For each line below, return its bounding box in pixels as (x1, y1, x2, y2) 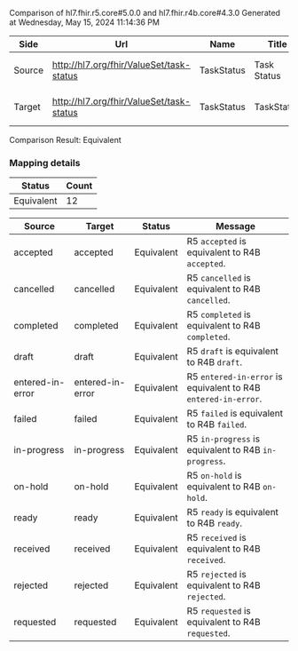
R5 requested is (186, 605, 251, 617)
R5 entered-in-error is (186, 370, 283, 383)
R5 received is (186, 532, 247, 544)
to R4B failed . (186, 418, 247, 431)
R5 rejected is (186, 568, 247, 581)
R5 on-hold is (186, 470, 242, 482)
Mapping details (9, 156, 81, 169)
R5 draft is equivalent (186, 345, 279, 358)
